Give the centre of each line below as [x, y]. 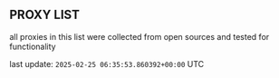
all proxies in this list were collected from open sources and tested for [139, 36]
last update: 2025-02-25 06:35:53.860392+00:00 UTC [107, 63]
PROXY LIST [44, 15]
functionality [33, 46]
